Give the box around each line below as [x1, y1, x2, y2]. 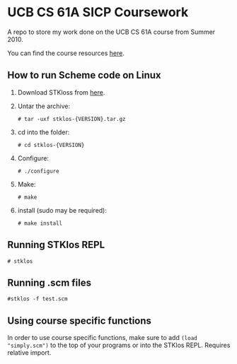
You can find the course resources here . [7, 49, 125, 57]
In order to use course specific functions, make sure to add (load [7, 334, 197, 342]
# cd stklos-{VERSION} [17, 141, 85, 148]
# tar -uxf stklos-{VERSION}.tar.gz [17, 115, 126, 122]
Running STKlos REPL [7, 239, 105, 251]
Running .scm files [7, 276, 92, 288]
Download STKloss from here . [17, 88, 105, 96]
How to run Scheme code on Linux [7, 69, 161, 81]
